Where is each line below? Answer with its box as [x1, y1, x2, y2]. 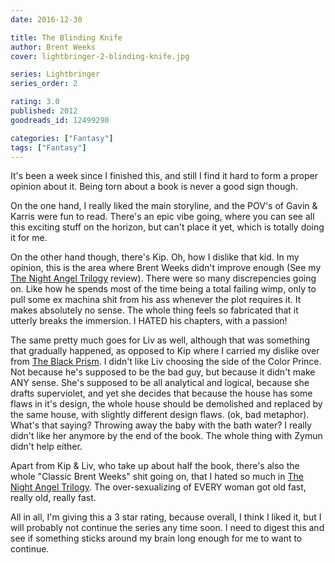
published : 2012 [10, 106, 78, 116]
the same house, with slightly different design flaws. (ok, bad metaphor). [10, 409, 310, 421]
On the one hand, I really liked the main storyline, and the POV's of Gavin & [10, 200, 318, 212]
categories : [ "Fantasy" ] [10, 133, 114, 143]
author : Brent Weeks [10, 42, 97, 52]
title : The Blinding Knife [10, 32, 123, 43]
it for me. [10, 232, 48, 244]
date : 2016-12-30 [10, 14, 83, 25]
